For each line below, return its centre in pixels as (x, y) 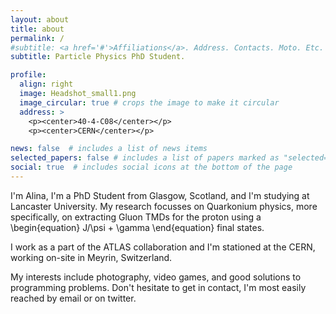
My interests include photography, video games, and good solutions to (156, 277)
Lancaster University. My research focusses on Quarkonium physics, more (164, 206)
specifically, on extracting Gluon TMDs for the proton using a (136, 217)
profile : (28, 75)
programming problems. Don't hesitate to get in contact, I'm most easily (158, 287)
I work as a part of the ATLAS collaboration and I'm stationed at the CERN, (163, 247)
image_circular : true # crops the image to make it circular (149, 102)
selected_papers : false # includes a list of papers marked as (145, 158)
